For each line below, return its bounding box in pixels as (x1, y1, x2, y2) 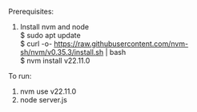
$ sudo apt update (19, 31, 82, 40)
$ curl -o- (19, 39, 53, 48)
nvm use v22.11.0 (19, 87, 77, 96)
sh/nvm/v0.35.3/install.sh (19, 48, 104, 56)
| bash (105, 48, 127, 56)
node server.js (19, 95, 68, 104)
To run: (8, 71, 32, 80)
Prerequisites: (8, 7, 54, 16)
